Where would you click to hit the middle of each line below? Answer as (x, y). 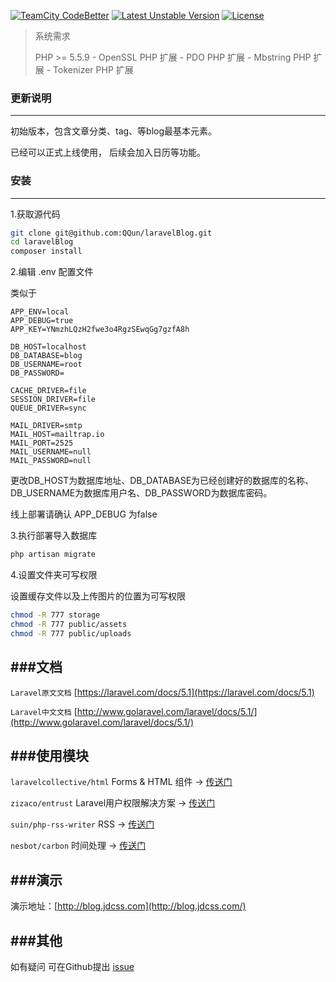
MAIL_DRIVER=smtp (46, 426)
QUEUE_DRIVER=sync (48, 408)
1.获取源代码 (35, 214)
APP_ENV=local (40, 312)
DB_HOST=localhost (48, 347)
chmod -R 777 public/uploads (71, 633)
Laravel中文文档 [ (44, 711)
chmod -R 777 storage (55, 615)
